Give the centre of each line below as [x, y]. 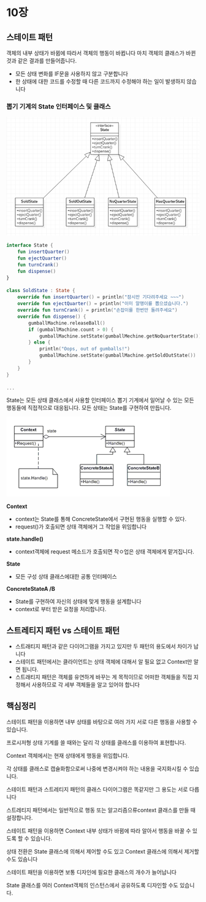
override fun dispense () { [52, 317]
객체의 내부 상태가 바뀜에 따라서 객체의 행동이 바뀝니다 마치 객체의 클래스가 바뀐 [101, 53]
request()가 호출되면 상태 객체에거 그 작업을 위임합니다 [81, 527]
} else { [40, 342]
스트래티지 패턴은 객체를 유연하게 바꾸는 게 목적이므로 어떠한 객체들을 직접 [104, 677]
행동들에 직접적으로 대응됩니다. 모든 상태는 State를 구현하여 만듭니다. [89, 408]
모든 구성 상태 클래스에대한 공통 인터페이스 [66, 577]
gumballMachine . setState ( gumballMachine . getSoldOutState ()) [117, 356]
